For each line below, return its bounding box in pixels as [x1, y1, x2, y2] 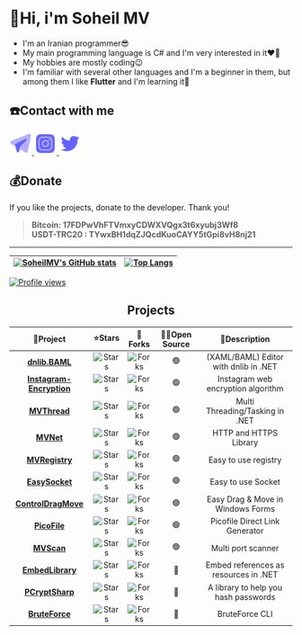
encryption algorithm [206, 383, 284, 394]
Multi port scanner [210, 542, 280, 553]
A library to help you [208, 582, 283, 593]
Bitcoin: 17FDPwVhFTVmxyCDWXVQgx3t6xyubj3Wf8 [31, 219, 239, 230]
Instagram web [217, 373, 273, 385]
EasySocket [26, 476, 73, 487]
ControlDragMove [14, 498, 84, 509]
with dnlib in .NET [212, 362, 278, 372]
